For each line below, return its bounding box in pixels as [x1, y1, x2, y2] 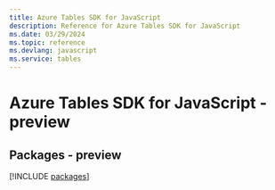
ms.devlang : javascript [9, 46, 98, 55]
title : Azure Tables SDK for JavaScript [9, 12, 162, 22]
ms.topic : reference [9, 37, 86, 47]
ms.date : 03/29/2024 [9, 29, 86, 38]
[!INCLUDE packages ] [9, 171, 90, 181]
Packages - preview [9, 147, 122, 162]
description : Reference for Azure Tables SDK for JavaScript [9, 21, 241, 30]
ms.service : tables [9, 54, 82, 63]
